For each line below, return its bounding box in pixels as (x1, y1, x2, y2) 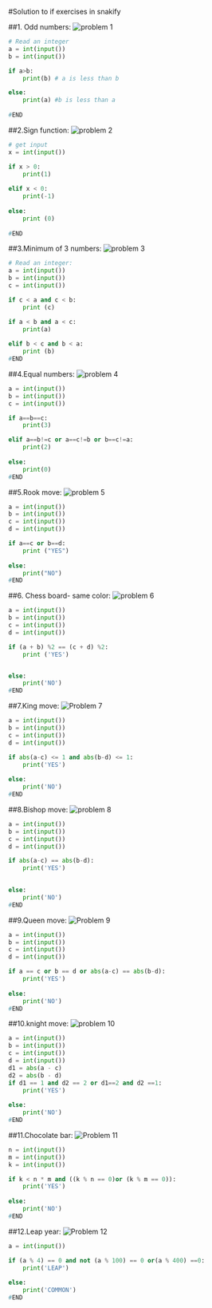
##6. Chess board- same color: (8, 591, 112, 601)
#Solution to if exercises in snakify (8, 7, 121, 16)
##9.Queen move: (8, 915, 68, 925)
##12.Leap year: (8, 1227, 61, 1236)
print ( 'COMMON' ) (22, 1286, 77, 1294)
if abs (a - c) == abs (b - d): (8, 857, 94, 865)
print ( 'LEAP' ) (22, 1264, 69, 1272)
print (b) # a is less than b (22, 74, 120, 82)
